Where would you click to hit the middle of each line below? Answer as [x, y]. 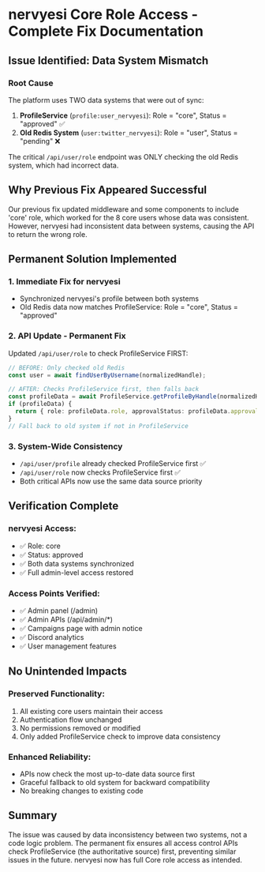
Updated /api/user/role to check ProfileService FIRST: [98, 353]
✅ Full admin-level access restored [77, 572]
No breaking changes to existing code [81, 791]
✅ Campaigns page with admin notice [81, 628]
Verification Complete [63, 506]
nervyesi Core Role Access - [103, 15]
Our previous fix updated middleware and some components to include [123, 209]
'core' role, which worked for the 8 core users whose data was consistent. [129, 217]
